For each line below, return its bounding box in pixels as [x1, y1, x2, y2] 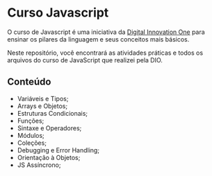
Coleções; [17, 139, 47, 147]
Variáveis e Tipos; [17, 94, 69, 103]
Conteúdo [7, 76, 51, 88]
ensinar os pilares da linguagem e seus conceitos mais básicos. [7, 35, 190, 43]
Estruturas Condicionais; [17, 109, 88, 117]
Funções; [17, 116, 44, 125]
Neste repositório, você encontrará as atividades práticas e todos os [7, 49, 204, 57]
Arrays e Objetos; [17, 102, 68, 110]
